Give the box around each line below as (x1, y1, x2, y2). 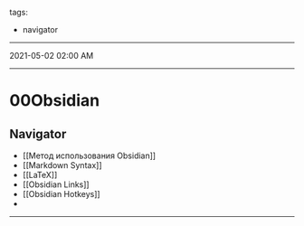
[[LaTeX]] (22, 170, 58, 180)
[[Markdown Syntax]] (22, 160, 102, 170)
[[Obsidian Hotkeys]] (22, 189, 101, 199)
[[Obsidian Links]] (22, 179, 90, 190)
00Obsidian (9, 90, 100, 111)
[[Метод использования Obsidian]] (22, 150, 157, 161)
